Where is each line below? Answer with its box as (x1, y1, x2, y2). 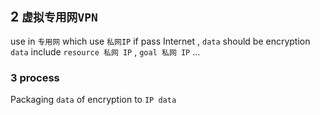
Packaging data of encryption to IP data (10, 94, 177, 106)
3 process (10, 70, 60, 84)
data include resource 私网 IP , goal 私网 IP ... (10, 45, 201, 58)
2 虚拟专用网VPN (10, 9, 98, 26)
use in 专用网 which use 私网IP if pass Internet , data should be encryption (10, 35, 311, 47)
